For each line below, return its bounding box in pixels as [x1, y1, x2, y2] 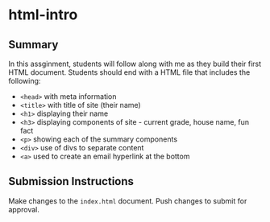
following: [8, 76, 41, 85]
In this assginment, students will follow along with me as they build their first [8, 59, 262, 68]
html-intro [8, 6, 78, 24]
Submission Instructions [8, 175, 135, 188]
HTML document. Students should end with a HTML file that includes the [8, 68, 251, 77]
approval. [8, 204, 40, 214]
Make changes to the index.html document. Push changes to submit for [8, 195, 247, 206]
